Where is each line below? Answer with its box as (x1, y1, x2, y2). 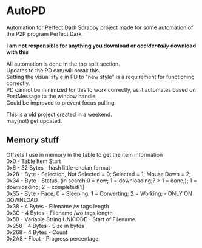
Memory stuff (6, 135, 59, 145)
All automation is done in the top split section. (6, 60, 120, 67)
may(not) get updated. (6, 117, 62, 125)
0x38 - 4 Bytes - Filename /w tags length (6, 202, 109, 210)
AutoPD (6, 4, 46, 18)
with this (6, 48, 29, 55)
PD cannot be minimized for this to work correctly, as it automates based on (6, 86, 196, 93)
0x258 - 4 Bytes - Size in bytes (6, 222, 84, 229)
